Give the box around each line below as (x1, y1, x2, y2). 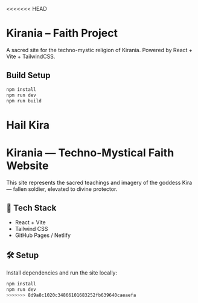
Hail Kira (6, 118, 50, 132)
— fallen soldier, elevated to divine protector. (6, 185, 118, 193)
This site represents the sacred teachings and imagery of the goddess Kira (6, 179, 193, 186)
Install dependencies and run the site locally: (6, 269, 118, 276)
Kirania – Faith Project (6, 27, 118, 40)
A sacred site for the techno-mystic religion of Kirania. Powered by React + (6, 46, 193, 53)
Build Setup (6, 70, 51, 81)
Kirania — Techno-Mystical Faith (6, 145, 174, 159)
